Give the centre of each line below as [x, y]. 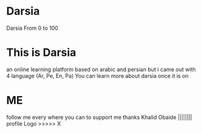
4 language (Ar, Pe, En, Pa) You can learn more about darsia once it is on [97, 76]
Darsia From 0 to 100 [33, 28]
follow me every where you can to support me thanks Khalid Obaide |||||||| [99, 117]
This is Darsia [41, 53]
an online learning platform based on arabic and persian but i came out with [101, 69]
